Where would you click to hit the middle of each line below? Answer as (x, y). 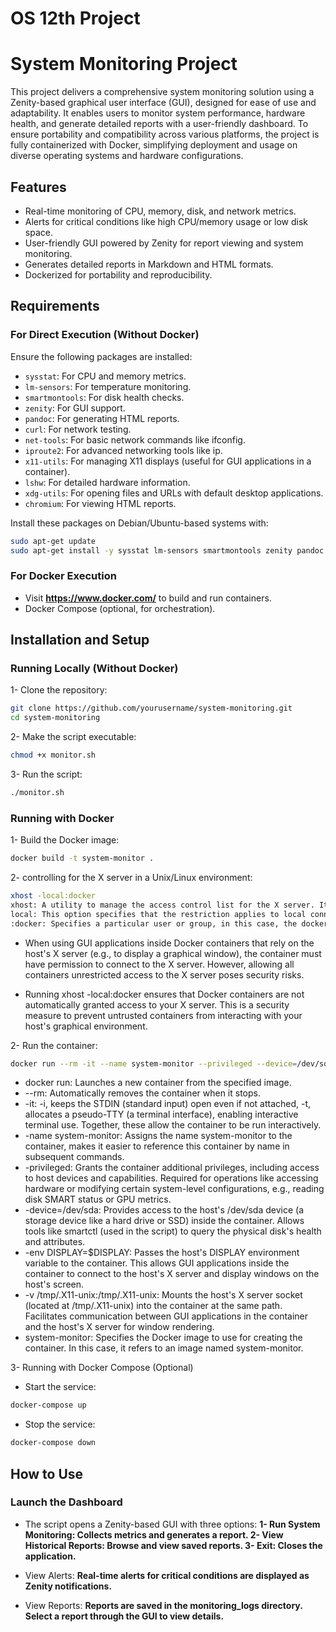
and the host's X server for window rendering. (119, 1327)
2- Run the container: (54, 1045)
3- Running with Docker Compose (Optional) (102, 1368)
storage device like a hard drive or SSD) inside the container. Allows (164, 1221)
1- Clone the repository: (59, 690)
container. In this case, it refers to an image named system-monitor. (164, 1348)
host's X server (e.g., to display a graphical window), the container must (173, 953)
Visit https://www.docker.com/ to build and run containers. (148, 598)
